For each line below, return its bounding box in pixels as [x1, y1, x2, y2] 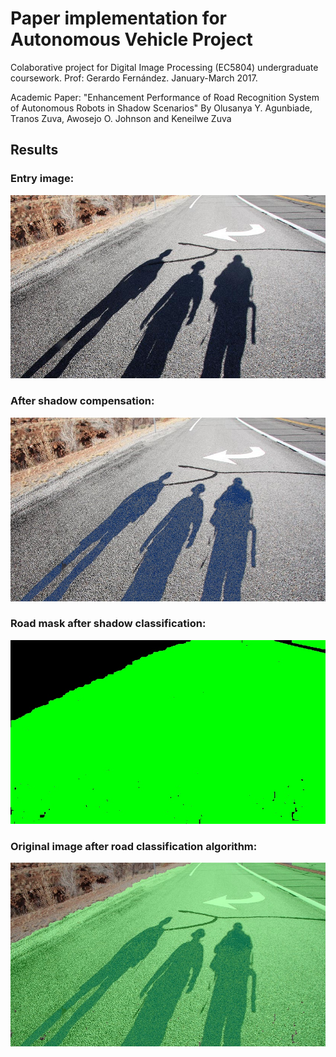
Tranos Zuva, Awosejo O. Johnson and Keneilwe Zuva [10, 112, 232, 124]
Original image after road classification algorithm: [10, 839, 258, 853]
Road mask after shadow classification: [10, 617, 207, 631]
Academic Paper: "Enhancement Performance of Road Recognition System [10, 91, 320, 103]
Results [10, 142, 59, 159]
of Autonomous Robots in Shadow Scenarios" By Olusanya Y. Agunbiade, [10, 102, 313, 114]
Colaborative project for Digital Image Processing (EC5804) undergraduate [10, 61, 319, 73]
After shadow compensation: [10, 394, 155, 408]
